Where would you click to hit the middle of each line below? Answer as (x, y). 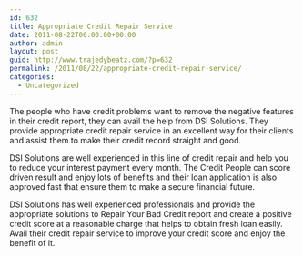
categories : (32, 77)
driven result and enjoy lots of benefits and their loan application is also (143, 177)
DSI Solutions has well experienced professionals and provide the (132, 204)
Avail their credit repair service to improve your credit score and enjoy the (147, 233)
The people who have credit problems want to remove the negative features (151, 111)
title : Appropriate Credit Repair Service (91, 26)
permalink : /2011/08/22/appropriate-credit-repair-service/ (126, 69)
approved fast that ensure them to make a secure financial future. (132, 186)
